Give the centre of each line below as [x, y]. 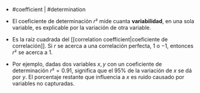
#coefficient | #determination [49, 9]
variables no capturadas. [43, 83]
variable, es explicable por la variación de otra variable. [81, 28]
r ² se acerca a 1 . [32, 52]
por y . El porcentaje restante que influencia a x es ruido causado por [98, 77]
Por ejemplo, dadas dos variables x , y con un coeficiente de [87, 64]
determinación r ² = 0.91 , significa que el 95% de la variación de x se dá [102, 71]
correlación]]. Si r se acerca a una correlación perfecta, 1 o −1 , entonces [103, 46]
